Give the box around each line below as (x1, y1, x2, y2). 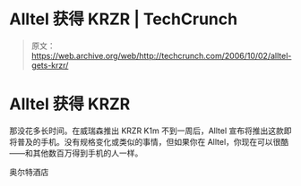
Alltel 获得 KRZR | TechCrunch (9, 9, 238, 30)
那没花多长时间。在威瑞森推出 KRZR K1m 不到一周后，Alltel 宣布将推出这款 (9, 125, 284, 136)
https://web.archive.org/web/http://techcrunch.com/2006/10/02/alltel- (30, 50, 292, 61)
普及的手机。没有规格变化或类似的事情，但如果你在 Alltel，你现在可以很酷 (16, 136, 289, 147)
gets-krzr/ (30, 60, 69, 71)
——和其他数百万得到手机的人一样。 (9, 148, 143, 158)
